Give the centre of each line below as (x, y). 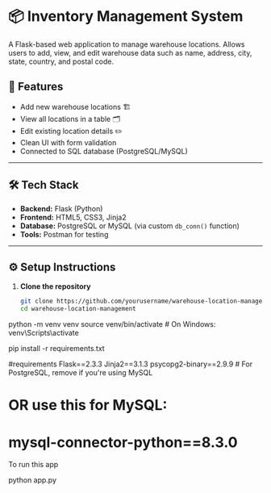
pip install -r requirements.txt (56, 349)
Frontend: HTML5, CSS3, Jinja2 (73, 217)
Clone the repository (55, 286)
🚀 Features (36, 87)
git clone (37, 301)
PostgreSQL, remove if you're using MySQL (81, 373)
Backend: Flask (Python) (61, 208)
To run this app (33, 465)
